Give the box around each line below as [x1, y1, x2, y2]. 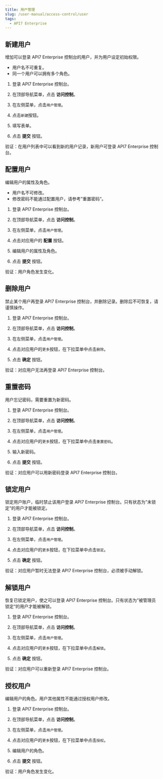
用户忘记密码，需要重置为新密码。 [5, 396, 74, 402]
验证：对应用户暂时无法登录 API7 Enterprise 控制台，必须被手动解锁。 [5, 568, 145, 574]
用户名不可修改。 [12, 190, 47, 195]
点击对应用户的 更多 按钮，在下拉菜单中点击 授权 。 [12, 737, 108, 743]
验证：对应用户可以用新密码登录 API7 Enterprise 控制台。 [5, 469, 120, 475]
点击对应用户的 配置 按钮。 [12, 237, 66, 243]
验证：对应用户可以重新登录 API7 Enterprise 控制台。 [5, 666, 111, 672]
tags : [5, 16, 16, 21]
